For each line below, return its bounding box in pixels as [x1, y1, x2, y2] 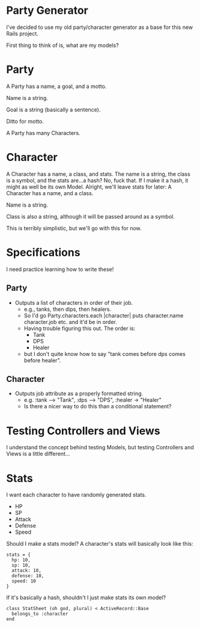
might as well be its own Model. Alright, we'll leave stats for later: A [6, 183, 172, 190]
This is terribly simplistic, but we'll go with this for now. [6, 224, 142, 232]
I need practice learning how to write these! [6, 266, 114, 273]
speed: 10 [11, 578, 36, 584]
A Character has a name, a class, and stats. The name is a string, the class [6, 170, 190, 178]
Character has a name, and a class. [6, 189, 94, 196]
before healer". [23, 357, 61, 364]
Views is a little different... [6, 450, 70, 458]
